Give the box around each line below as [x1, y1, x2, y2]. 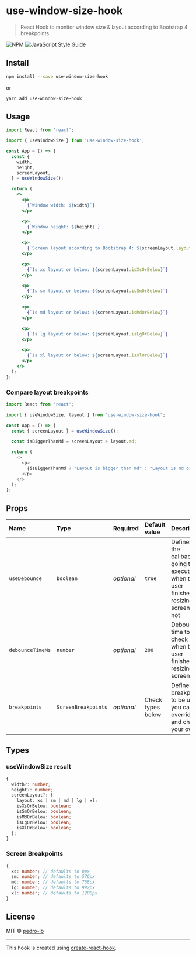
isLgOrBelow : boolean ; [16, 819, 72, 825]
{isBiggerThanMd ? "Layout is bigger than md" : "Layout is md [27, 465, 184, 471]
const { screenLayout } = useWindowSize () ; [11, 428, 118, 434]
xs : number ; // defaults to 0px [11, 868, 90, 874]
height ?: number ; [11, 787, 54, 793]
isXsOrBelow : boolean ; [16, 803, 72, 809]
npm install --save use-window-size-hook [6, 73, 108, 80]
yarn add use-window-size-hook [6, 95, 82, 101]
